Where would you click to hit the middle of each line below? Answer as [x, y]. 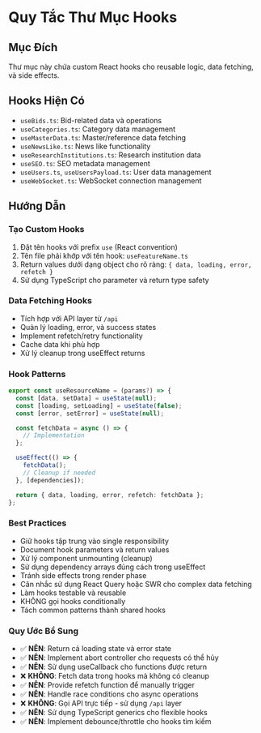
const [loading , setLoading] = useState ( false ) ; [99, 405]
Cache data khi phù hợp [60, 344]
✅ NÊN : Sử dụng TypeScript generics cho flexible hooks [114, 713]
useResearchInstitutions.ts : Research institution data [111, 155]
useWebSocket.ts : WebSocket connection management [111, 180]
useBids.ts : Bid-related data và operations [91, 120]
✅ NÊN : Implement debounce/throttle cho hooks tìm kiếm [116, 722]
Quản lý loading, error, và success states [88, 327]
